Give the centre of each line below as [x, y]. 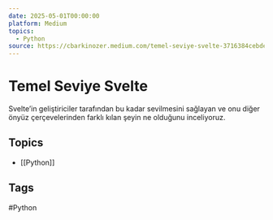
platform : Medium [38, 24]
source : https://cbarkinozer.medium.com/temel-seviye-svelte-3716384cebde [138, 46]
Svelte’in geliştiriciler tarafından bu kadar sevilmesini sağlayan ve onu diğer [134, 109]
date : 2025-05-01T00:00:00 [54, 16]
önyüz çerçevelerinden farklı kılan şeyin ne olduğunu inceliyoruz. [117, 118]
